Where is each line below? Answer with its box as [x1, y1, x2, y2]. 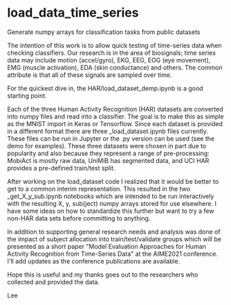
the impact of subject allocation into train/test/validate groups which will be [7, 234, 221, 243]
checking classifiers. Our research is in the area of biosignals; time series [7, 49, 216, 57]
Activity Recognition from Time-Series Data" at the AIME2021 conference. [7, 250, 218, 258]
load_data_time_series [7, 5, 139, 21]
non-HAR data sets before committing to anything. [7, 214, 151, 223]
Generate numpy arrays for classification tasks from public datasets [7, 28, 201, 36]
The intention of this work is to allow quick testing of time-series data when [7, 41, 222, 49]
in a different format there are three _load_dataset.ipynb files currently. [7, 127, 209, 135]
